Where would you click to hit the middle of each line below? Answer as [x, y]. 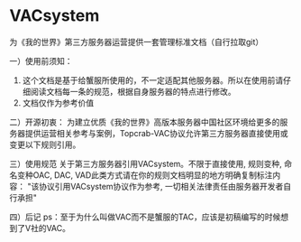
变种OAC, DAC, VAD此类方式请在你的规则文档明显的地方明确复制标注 [145, 175]
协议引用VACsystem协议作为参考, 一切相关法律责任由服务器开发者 [161, 186]
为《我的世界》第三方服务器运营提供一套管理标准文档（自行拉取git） [137, 42]
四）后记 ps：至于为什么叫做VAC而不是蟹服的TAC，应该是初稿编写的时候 [145, 217]
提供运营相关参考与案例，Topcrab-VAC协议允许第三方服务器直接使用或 [156, 133]
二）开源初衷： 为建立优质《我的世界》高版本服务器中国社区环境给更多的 [145, 122]
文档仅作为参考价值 [58, 102]
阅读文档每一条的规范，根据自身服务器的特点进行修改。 [133, 91]
